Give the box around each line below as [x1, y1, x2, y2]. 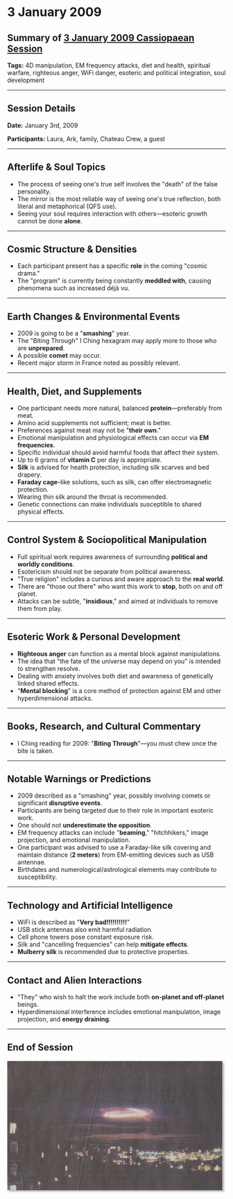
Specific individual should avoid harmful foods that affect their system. [17, 448, 220, 456]
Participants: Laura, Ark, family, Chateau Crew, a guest [7, 134, 165, 143]
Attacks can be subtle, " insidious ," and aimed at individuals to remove [17, 596, 218, 605]
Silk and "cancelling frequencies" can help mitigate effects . [17, 940, 189, 948]
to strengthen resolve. [17, 664, 81, 672]
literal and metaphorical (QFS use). [17, 202, 117, 210]
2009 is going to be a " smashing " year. [17, 329, 130, 338]
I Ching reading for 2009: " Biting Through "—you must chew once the [17, 739, 217, 747]
